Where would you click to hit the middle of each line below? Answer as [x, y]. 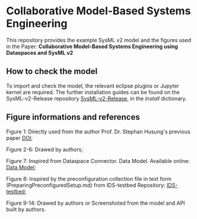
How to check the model [52, 72]
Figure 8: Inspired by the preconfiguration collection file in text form [89, 179]
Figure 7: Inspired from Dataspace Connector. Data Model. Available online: [98, 161]
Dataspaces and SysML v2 [40, 52]
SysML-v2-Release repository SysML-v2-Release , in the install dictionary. [96, 98]
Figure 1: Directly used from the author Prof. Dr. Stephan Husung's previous [98, 132]
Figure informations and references [73, 117]
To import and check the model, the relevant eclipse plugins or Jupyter [93, 86]
